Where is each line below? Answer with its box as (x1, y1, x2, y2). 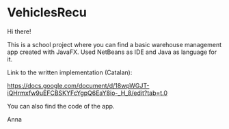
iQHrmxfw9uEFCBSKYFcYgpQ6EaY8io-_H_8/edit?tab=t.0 (7, 89, 168, 97)
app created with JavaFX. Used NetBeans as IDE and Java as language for (7, 48, 217, 56)
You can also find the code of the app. (7, 102, 115, 110)
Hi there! (7, 27, 31, 35)
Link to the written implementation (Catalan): (7, 68, 133, 76)
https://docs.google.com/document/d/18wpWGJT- (7, 81, 150, 89)
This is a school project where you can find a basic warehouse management (7, 40, 222, 48)
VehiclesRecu (7, 5, 87, 20)
